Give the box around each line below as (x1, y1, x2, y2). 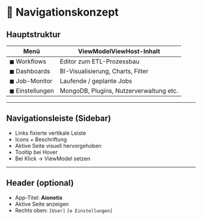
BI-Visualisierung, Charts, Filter (60, 67, 148, 75)
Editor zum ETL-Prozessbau (60, 57, 140, 66)
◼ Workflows (9, 57, 46, 66)
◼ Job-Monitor (9, 77, 53, 85)
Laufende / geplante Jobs (60, 77, 132, 85)
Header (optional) (6, 178, 74, 188)
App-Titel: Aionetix (14, 194, 63, 201)
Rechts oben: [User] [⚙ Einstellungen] (14, 207, 113, 214)
